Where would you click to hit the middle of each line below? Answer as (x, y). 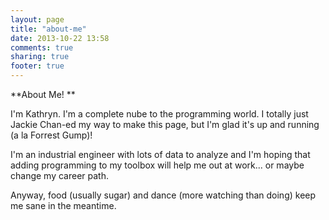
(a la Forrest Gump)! (51, 135)
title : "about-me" (48, 29)
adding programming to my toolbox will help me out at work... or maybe (157, 165)
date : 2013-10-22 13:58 (60, 38)
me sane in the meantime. (63, 205)
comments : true (42, 47)
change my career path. (59, 175)
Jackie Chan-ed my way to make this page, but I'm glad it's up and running (165, 124)
